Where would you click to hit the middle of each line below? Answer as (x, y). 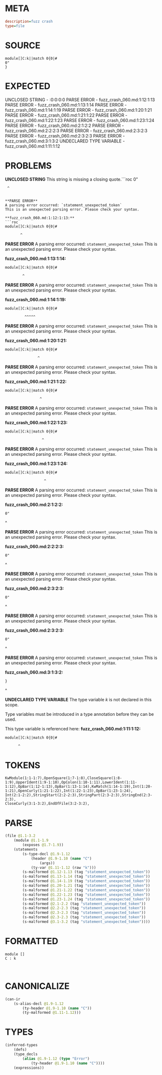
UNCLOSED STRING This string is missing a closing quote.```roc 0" (72, 179)
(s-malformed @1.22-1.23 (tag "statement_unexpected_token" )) (86, 895)
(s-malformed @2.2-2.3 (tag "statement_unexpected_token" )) (84, 908)
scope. (12, 705)
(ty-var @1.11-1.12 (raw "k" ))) (63, 867)
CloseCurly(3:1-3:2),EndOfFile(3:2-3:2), (47, 804)
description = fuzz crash (29, 21)
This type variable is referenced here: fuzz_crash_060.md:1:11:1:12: (73, 728)
